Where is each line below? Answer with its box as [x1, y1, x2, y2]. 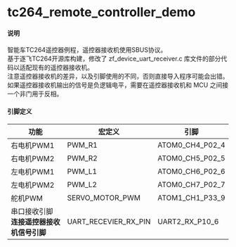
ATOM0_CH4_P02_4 [157, 140, 225, 150]
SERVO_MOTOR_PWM [67, 193, 140, 203]
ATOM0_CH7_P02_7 [157, 179, 225, 189]
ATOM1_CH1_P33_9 [157, 193, 225, 203]
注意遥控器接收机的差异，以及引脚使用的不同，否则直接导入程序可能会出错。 [7, 72, 229, 81]
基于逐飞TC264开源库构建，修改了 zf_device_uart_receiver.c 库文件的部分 [7, 54, 221, 63]
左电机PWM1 [11, 167, 55, 177]
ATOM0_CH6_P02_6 [157, 166, 225, 176]
